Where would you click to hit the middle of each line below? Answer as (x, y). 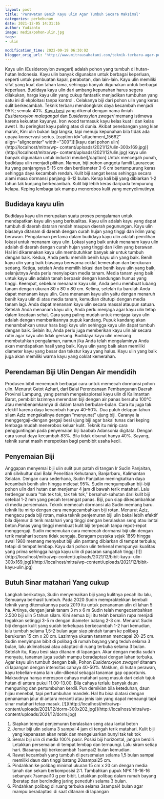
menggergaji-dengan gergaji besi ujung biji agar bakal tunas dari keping (77, 420)
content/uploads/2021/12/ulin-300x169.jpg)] (104, 147)
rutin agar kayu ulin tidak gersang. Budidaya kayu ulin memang (68, 336)
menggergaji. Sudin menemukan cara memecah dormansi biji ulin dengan (79, 530)
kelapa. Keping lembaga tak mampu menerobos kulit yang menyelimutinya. (80, 189)
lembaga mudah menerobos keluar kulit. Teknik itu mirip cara (66, 425)
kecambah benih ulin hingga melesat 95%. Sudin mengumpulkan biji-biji (78, 484)
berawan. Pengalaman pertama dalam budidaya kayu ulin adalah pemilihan (80, 237)
